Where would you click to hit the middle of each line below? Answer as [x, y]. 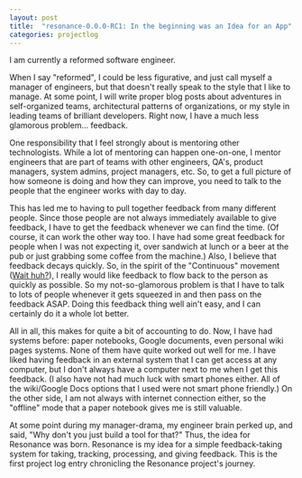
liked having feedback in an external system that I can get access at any [143, 360]
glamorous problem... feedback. [69, 125]
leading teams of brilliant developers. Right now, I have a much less [134, 116]
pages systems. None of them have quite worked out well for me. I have [143, 350]
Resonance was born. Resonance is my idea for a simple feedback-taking [146, 445]
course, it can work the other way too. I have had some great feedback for [147, 237]
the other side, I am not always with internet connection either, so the [138, 399]
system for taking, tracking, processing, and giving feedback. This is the [143, 454]
